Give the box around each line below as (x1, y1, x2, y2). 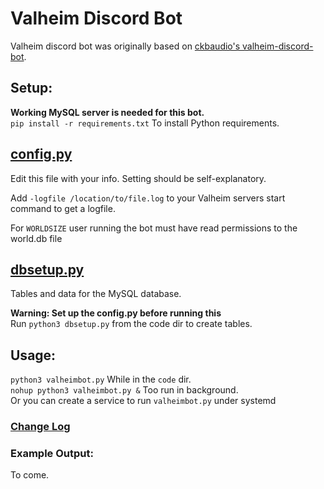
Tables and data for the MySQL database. (10, 288, 182, 300)
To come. (10, 469, 50, 481)
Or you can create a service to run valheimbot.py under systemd (10, 395, 277, 407)
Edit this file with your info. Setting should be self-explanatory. (10, 172, 267, 184)
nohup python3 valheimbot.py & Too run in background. (10, 384, 239, 396)
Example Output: (10, 447, 94, 461)
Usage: (10, 347, 57, 364)
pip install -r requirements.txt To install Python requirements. (10, 117, 280, 129)
